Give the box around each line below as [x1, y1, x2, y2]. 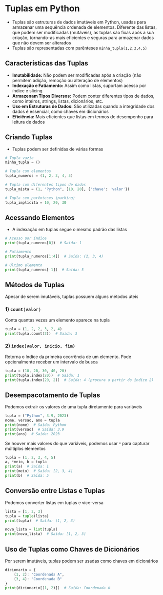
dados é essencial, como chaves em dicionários [12, 108, 109, 114]
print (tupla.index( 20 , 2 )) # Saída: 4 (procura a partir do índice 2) [5, 377, 154, 382]
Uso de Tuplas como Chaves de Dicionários [5, 545, 140, 553]
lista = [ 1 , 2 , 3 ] [5, 509, 42, 514]
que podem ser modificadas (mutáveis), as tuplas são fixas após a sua [12, 29, 154, 35]
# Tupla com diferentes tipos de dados [5, 182, 86, 187]
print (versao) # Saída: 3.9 [5, 427, 64, 432]
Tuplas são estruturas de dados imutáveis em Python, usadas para [12, 19, 146, 25]
